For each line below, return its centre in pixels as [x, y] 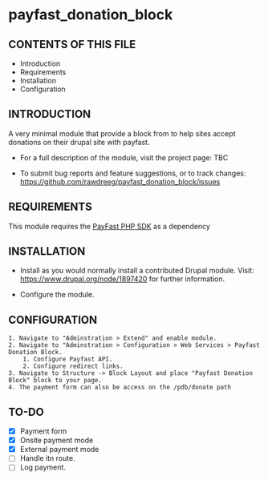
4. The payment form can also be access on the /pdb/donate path [120, 387]
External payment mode [59, 450]
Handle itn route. [47, 458]
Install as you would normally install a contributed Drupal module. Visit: [137, 271]
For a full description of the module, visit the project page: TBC [124, 157]
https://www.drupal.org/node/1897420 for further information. [122, 279]
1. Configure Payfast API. [68, 359]
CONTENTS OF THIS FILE [72, 44]
